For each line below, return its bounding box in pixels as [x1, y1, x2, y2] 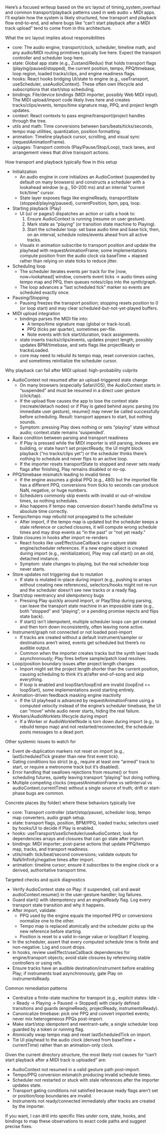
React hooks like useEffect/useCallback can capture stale [19, 540, 137, 545]
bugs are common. [26, 790, 65, 796]
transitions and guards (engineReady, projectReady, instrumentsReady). [12, 1005, 159, 1011]
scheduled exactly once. [19, 289, 70, 295]
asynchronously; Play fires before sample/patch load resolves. [19, 655, 147, 661]
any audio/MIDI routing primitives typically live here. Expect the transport [12, 49, 161, 55]
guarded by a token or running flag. [12, 1026, 85, 1032]
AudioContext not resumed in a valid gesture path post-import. [12, 1067, 140, 1072]
